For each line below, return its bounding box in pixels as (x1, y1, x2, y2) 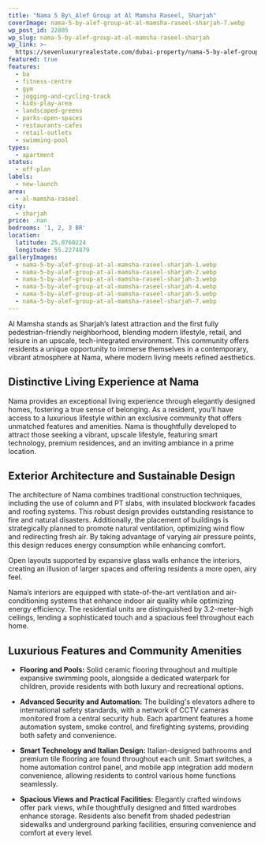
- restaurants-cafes (15, 121, 83, 129)
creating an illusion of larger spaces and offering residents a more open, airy (8, 564, 257, 574)
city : (8, 202, 26, 210)
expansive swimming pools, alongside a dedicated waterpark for (19, 673, 230, 683)
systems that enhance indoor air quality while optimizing (50, 596, 234, 605)
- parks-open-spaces (15, 114, 83, 122)
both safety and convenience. (19, 731, 117, 740)
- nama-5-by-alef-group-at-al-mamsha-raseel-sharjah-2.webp (15, 268, 217, 276)
